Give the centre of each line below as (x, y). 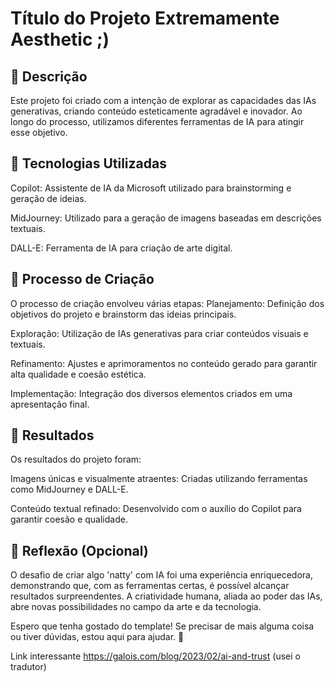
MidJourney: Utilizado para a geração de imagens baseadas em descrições (166, 218)
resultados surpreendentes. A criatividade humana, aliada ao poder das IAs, (166, 596)
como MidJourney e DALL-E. (69, 489)
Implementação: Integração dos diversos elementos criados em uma (151, 393)
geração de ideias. (48, 198)
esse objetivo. (39, 132)
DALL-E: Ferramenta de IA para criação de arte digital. (121, 248)
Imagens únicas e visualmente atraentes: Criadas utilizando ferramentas (159, 479)
